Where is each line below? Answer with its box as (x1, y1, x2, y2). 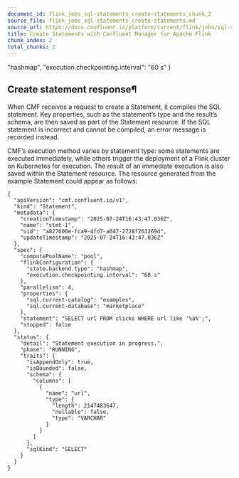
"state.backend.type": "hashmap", (26, 265, 129, 272)
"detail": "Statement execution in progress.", (20, 339, 164, 347)
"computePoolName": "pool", (20, 253, 103, 260)
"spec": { (14, 246, 43, 253)
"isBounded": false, (26, 364, 87, 372)
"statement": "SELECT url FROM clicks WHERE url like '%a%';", (20, 314, 212, 322)
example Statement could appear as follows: (7, 176, 138, 185)
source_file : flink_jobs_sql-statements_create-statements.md (7, 17, 196, 24)
